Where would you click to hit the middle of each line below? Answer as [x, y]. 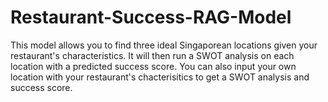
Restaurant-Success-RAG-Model [151, 17]
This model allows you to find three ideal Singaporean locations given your [164, 45]
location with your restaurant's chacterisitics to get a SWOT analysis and [160, 77]
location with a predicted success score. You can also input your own [153, 66]
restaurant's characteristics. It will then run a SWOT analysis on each [152, 55]
